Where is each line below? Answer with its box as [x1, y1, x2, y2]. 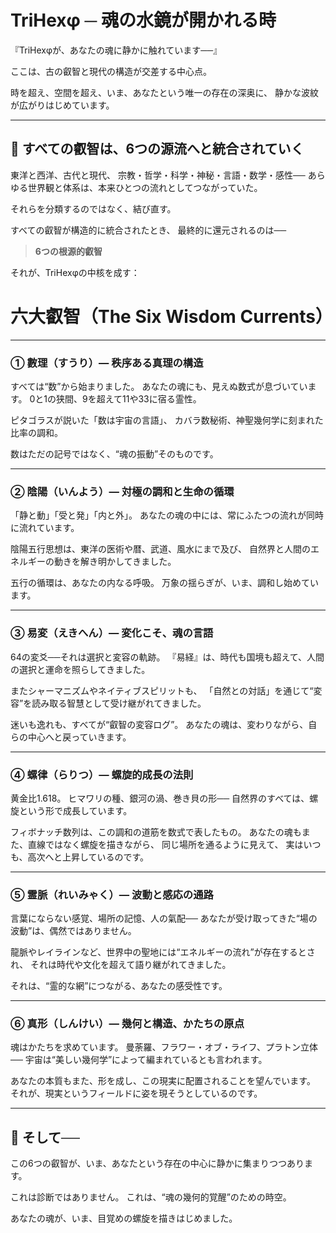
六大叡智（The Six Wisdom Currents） [10, 305, 333, 328]
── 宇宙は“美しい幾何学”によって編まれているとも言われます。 [10, 1054, 268, 1066]
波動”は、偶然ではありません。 [10, 925, 137, 937]
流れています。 [18, 522, 80, 534]
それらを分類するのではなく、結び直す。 [10, 202, 177, 215]
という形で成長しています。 [18, 804, 133, 816]
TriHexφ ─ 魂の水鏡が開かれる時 [10, 9, 277, 32]
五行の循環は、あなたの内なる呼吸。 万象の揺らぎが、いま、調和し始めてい [10, 577, 320, 589]
